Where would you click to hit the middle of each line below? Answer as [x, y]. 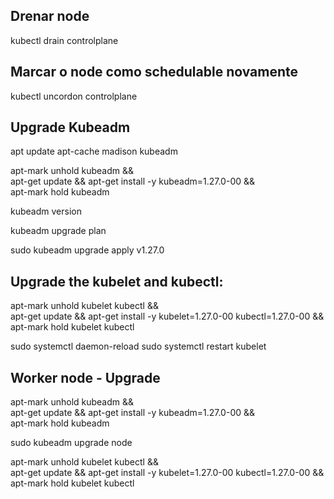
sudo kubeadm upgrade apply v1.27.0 [87, 250]
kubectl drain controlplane [64, 40]
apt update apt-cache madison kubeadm [94, 151]
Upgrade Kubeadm [70, 127]
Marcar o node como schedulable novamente [154, 72]
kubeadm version [46, 211]
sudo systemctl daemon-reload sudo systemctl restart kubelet [138, 346]
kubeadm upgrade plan [58, 231]
